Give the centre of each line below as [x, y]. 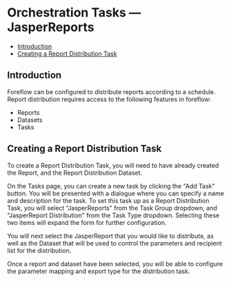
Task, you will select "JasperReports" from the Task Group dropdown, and [112, 208]
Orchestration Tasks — [74, 13]
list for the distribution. [39, 250]
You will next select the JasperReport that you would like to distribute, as [110, 236]
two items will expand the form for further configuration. [87, 222]
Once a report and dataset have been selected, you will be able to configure [115, 263]
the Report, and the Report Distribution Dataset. [75, 173]
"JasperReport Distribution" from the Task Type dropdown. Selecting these [113, 215]
